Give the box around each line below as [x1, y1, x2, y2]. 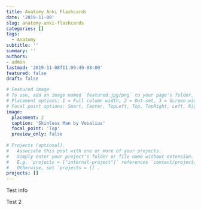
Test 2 [6, 199, 22, 206]
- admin [6, 59, 26, 65]
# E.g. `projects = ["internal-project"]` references [6, 159, 148, 165]
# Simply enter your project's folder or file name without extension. [6, 154, 194, 160]
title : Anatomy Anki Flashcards [6, 8, 87, 15]
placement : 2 [11, 115, 44, 121]
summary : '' [6, 48, 36, 54]
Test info [6, 187, 28, 194]
